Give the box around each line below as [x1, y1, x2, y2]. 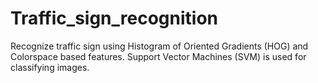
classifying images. [10, 61, 90, 73]
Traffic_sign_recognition [10, 7, 218, 30]
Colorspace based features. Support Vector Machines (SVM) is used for [10, 50, 307, 62]
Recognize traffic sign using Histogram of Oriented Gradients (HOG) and [10, 40, 309, 52]
